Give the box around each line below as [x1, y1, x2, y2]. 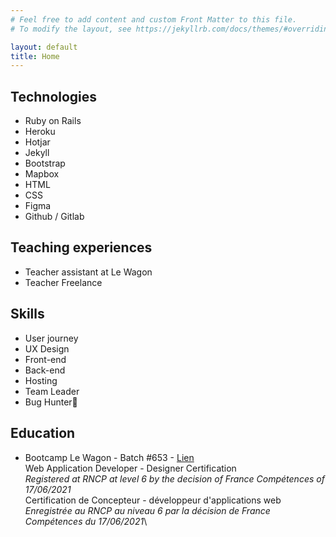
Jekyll [24, 147, 50, 159]
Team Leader [24, 385, 80, 397]
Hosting [24, 374, 58, 386]
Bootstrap [24, 157, 66, 170]
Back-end [24, 364, 66, 376]
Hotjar [24, 136, 51, 148]
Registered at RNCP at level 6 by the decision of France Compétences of [24, 472, 325, 485]
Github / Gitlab [24, 211, 85, 223]
